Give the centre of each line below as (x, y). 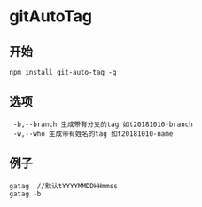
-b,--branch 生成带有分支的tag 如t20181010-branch (103, 124)
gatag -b (25, 194)
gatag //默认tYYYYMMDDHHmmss (63, 186)
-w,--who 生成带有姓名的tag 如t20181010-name (93, 134)
